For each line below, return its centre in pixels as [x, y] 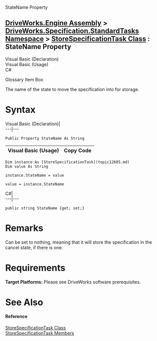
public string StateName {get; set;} [45, 208]
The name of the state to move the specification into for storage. [72, 89]
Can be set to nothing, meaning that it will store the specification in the [79, 242]
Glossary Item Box [24, 79]
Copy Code [78, 150]
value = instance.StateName [35, 184]
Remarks [24, 228]
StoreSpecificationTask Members [40, 333]
